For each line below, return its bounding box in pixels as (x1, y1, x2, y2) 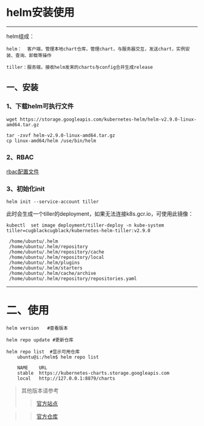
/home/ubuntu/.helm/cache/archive (8, 271, 97, 277)
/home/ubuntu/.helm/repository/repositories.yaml (8, 275, 137, 282)
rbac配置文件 (6, 168, 39, 175)
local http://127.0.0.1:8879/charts (17, 375, 115, 382)
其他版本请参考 (21, 387, 59, 394)
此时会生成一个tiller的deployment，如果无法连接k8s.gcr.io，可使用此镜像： (6, 210, 194, 218)
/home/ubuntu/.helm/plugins (8, 260, 80, 266)
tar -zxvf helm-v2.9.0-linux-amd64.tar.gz (6, 132, 115, 138)
